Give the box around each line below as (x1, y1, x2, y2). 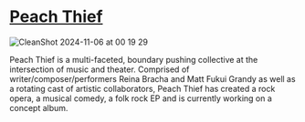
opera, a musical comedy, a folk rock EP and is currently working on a (9, 93, 272, 104)
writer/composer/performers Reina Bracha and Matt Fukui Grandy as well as (9, 73, 296, 84)
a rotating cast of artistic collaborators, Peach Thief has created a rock (9, 83, 276, 94)
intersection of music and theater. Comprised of (9, 64, 190, 75)
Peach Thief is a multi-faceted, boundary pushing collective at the (9, 54, 258, 65)
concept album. (9, 102, 68, 113)
